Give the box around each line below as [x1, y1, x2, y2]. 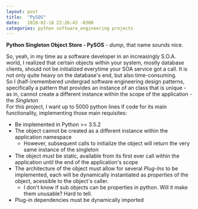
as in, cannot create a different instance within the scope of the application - [6, 91, 193, 98]
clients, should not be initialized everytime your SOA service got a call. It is [6, 66, 188, 73]
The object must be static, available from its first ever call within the [14, 152, 180, 160]
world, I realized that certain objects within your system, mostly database [6, 59, 184, 66]
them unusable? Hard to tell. [23, 190, 93, 197]
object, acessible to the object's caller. [14, 178, 109, 185]
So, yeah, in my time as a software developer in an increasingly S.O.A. [6, 53, 176, 60]
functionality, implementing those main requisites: [6, 110, 128, 117]
